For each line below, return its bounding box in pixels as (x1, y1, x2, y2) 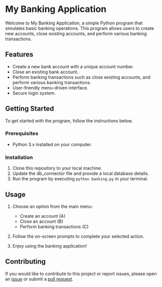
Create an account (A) (19, 213, 66, 219)
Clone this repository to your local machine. (12, 165, 102, 171)
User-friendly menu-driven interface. (12, 85, 89, 91)
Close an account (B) (19, 218, 63, 224)
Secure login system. (12, 90, 56, 96)
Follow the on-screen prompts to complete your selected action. (12, 233, 145, 239)
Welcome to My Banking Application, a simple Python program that (5, 20, 143, 26)
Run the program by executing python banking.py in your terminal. (12, 176, 149, 182)
